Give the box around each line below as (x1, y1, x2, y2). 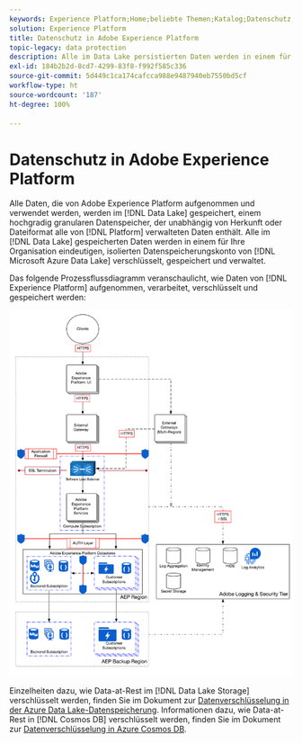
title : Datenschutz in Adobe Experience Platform (9, 33, 200, 42)
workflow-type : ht (9, 81, 78, 90)
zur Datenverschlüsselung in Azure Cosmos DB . (9, 723, 187, 734)
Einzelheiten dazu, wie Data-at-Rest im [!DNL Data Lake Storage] (9, 685, 250, 696)
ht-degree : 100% (9, 100, 70, 109)
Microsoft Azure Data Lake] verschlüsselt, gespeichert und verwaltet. (9, 255, 267, 266)
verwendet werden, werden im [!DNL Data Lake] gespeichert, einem (9, 208, 262, 219)
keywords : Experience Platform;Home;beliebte (9, 14, 182, 23)
